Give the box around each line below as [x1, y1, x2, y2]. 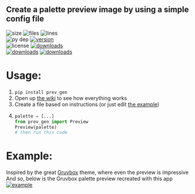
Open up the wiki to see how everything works [14, 94, 127, 102]
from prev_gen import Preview [14, 119, 89, 125]
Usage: [6, 69, 42, 82]
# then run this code [14, 129, 67, 136]
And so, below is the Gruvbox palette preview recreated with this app [6, 175, 173, 182]
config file [6, 14, 45, 24]
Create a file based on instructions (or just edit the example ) [14, 101, 160, 108]
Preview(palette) [14, 124, 57, 130]
